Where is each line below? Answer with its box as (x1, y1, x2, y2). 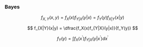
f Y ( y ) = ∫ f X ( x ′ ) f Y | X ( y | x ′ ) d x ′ (57, 35, 108, 43)
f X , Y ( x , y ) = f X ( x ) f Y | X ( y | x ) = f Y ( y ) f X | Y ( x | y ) (41, 15, 125, 22)
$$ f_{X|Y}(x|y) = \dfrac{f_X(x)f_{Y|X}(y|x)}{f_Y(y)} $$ (27, 25, 138, 31)
